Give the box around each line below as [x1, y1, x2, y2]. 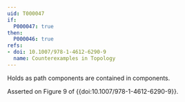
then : [7, 29, 23, 37]
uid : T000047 [7, 10, 45, 17]
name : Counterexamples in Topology [13, 55, 116, 62]
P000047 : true [13, 23, 54, 30]
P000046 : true [13, 36, 54, 43]
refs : [7, 42, 23, 49]
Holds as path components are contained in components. [7, 74, 171, 82]
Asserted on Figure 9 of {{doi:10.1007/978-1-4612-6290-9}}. [7, 87, 179, 95]
